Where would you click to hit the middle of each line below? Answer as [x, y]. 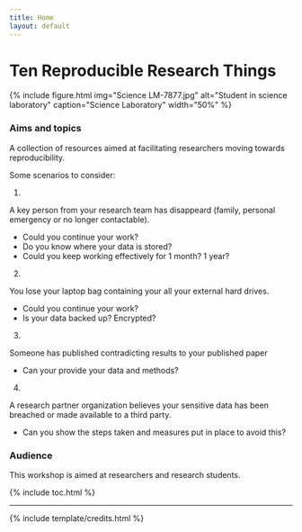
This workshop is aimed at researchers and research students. [125, 475]
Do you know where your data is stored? [97, 246]
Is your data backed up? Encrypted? [89, 318]
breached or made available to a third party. [90, 414]
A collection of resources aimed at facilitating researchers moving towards [147, 148]
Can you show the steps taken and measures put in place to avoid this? [154, 432]
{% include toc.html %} [53, 492]
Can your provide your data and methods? [101, 370]
